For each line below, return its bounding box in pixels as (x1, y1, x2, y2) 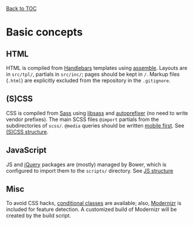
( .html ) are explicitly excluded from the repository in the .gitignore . (6, 77, 171, 84)
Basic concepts (6, 26, 83, 39)
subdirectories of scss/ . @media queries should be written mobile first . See (6, 122, 185, 129)
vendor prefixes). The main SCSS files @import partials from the (6, 116, 159, 123)
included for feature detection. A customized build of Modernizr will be (6, 206, 177, 213)
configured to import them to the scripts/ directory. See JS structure (6, 167, 173, 174)
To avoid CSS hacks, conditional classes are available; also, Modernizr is (6, 200, 182, 207)
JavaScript (6, 145, 47, 155)
